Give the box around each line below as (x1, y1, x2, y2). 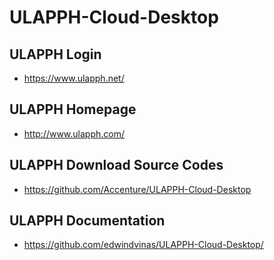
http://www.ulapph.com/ (23, 127, 125, 140)
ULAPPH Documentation (9, 212, 166, 230)
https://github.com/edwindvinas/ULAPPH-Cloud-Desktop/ (23, 239, 264, 251)
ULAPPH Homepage (9, 101, 137, 118)
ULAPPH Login (9, 46, 102, 63)
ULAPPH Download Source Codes (9, 157, 224, 174)
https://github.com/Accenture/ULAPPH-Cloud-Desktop (23, 183, 252, 195)
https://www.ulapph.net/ (23, 72, 125, 84)
